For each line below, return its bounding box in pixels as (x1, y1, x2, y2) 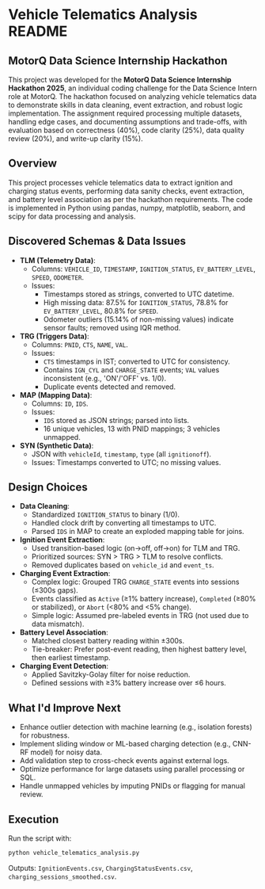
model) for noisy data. (30, 747, 103, 757)
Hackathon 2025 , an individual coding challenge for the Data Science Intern (8, 83, 257, 93)
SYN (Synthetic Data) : (19, 441, 94, 450)
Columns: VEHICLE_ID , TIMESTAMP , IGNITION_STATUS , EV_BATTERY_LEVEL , (31, 264, 256, 273)
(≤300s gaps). (31, 586, 79, 595)
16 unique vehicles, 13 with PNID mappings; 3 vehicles (43, 424, 221, 433)
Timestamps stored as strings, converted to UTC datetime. (43, 289, 235, 299)
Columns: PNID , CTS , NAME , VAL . (31, 339, 129, 349)
